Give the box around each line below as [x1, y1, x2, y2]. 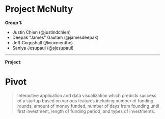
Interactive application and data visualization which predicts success [17, 92, 157, 98]
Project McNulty [5, 3, 73, 15]
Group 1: [5, 20, 23, 26]
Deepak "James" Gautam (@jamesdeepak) [12, 34, 99, 40]
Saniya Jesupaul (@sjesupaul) [12, 45, 74, 51]
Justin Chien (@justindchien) [12, 29, 71, 35]
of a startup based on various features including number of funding [17, 97, 154, 104]
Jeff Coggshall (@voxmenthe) [12, 39, 73, 45]
